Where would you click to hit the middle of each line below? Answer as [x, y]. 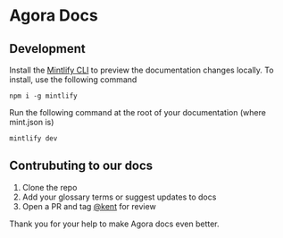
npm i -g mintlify [43, 96]
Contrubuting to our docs [81, 166]
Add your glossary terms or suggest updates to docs [119, 197]
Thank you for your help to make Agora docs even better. [115, 224]
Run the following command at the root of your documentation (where [137, 112]
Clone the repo [50, 187]
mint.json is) [32, 122]
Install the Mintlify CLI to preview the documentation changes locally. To [141, 70]
